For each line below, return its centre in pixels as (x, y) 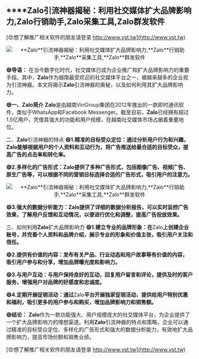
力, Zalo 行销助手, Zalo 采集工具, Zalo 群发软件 (86, 22)
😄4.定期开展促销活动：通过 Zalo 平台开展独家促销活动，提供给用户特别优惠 (97, 294)
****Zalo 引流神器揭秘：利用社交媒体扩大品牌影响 (99, 11)
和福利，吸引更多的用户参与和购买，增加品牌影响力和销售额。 (81, 302)
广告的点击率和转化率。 (40, 154)
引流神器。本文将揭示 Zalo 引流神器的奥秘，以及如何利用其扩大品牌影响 (97, 84)
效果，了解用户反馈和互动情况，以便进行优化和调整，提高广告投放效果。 (94, 214)
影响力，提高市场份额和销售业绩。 (53, 336)
